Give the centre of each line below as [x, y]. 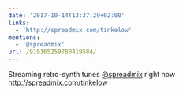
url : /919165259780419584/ [52, 52]
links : [19, 23]
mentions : [24, 37]
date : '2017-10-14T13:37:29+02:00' [67, 15]
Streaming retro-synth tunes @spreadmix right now [92, 74]
